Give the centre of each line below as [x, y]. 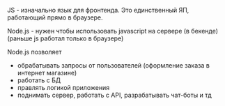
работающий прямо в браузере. [55, 17]
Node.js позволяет [34, 52]
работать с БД [39, 80]
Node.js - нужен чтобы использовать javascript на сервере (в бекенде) [113, 31]
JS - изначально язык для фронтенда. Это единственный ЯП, [98, 10]
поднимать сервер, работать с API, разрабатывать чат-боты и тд [114, 95]
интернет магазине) [47, 73]
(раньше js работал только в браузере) [65, 38]
